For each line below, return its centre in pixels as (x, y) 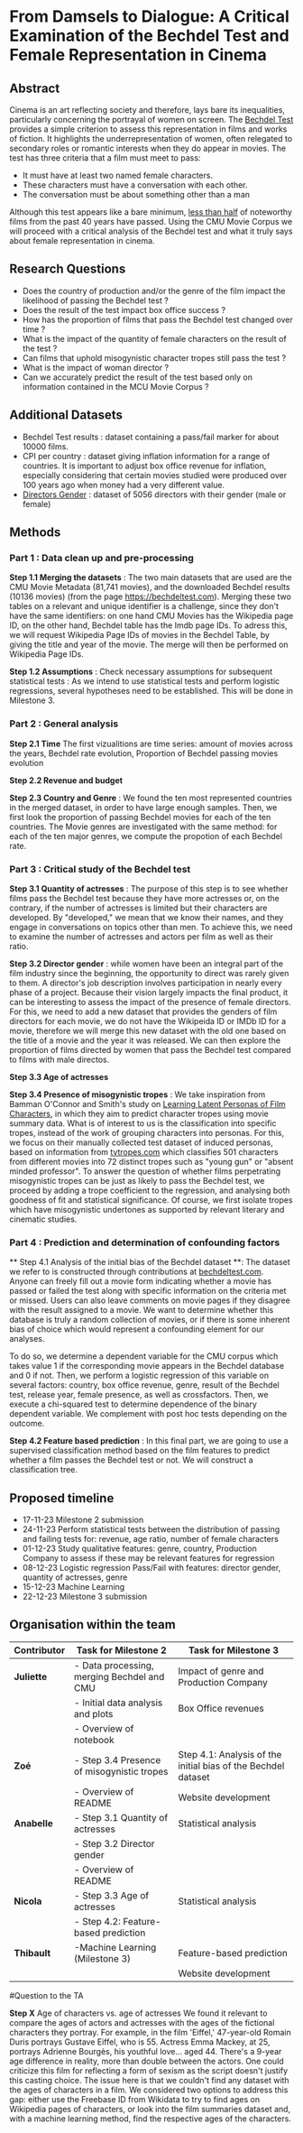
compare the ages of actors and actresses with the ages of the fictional (142, 2022)
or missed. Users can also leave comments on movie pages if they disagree (150, 1300)
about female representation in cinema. (82, 240)
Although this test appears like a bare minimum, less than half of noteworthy (151, 212)
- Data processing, (114, 1665)
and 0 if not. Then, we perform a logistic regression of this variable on (139, 1376)
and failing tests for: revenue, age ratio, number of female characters (151, 1539)
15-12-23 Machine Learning (73, 1587)
